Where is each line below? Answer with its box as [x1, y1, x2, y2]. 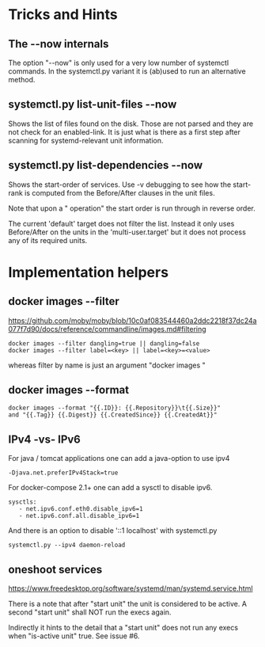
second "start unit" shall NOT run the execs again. [8, 607, 172, 617]
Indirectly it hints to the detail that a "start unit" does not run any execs [8, 623, 239, 633]
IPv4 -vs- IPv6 [8, 432, 81, 446]
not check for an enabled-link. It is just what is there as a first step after [8, 127, 241, 136]
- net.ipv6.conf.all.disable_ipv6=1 [18, 512, 140, 520]
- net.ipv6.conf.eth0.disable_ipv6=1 [18, 505, 144, 513]
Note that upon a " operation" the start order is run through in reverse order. [8, 204, 256, 213]
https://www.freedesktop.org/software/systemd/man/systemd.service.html [8, 584, 253, 593]
